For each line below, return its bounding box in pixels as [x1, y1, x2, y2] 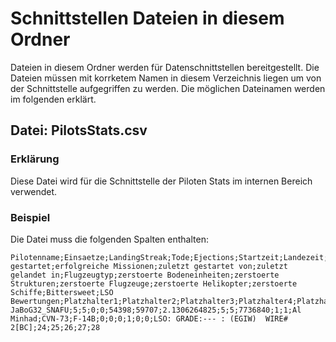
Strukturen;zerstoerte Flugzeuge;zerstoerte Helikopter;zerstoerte [10, 278, 298, 289]
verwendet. [10, 185, 58, 197]
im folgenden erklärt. [10, 93, 97, 105]
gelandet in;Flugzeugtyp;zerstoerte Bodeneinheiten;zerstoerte [10, 270, 280, 280]
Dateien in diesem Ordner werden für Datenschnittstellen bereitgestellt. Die [10, 61, 320, 73]
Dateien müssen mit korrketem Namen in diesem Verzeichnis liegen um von [10, 72, 322, 84]
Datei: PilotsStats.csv [10, 122, 148, 139]
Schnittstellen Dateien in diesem [10, 7, 285, 30]
